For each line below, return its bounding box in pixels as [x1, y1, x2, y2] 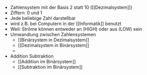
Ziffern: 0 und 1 [10, 10, 43, 16]
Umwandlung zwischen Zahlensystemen [10, 32, 96, 37]
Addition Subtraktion [10, 53, 54, 59]
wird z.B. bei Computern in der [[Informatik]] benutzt [10, 20, 121, 27]
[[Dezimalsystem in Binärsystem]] [17, 42, 90, 48]
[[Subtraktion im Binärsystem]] [17, 64, 83, 70]
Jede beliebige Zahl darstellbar [10, 15, 76, 21]
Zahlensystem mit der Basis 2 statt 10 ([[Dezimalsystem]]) [10, 5, 133, 10]
